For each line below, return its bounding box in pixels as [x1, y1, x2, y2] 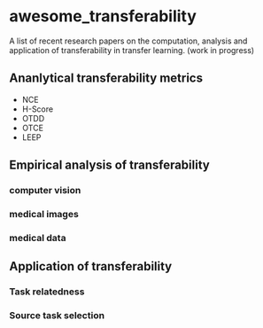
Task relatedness [9, 285, 85, 298]
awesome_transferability [9, 6, 197, 27]
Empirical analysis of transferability [9, 158, 210, 173]
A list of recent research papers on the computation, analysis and [9, 35, 248, 46]
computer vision [9, 184, 81, 197]
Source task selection [9, 309, 104, 322]
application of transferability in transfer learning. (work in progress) [9, 44, 255, 55]
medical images [9, 207, 80, 220]
